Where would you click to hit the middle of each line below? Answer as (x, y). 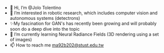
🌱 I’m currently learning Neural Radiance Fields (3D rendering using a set (84, 34)
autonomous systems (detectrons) (45, 18)
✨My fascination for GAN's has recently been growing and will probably (83, 23)
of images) (21, 39)
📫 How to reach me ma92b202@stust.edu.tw (57, 45)
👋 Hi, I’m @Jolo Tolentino (35, 8)
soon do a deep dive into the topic (45, 29)
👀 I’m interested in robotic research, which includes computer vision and (83, 13)
